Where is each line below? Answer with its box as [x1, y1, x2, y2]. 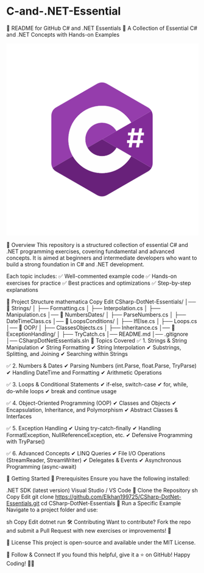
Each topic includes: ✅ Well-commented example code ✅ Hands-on [6, 272, 177, 280]
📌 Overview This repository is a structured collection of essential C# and [6, 241, 189, 248]
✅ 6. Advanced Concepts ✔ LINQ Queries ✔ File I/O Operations [6, 449, 166, 457]
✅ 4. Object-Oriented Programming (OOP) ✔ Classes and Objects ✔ [6, 399, 177, 407]
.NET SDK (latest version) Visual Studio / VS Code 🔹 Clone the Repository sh [6, 486, 198, 494]
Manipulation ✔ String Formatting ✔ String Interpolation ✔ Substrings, [6, 343, 181, 351]
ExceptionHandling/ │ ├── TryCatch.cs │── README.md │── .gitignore [6, 330, 189, 338]
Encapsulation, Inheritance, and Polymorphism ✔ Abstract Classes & [6, 406, 178, 413]
